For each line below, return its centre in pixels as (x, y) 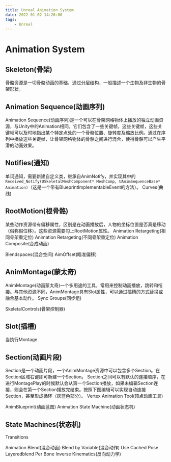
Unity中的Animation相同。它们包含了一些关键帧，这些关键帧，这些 (88, 126)
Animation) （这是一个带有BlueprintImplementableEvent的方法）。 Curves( (82, 187)
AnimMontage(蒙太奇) (41, 272)
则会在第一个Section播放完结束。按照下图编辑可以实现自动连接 (80, 390)
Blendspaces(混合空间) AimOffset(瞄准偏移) (51, 254)
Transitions (17, 437)
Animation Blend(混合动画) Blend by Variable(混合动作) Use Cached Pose (82, 447)
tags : (11, 19)
